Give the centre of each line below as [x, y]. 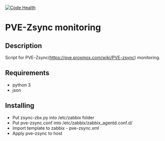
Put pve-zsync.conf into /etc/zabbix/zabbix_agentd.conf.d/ [72, 123]
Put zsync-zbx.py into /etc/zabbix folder [53, 117]
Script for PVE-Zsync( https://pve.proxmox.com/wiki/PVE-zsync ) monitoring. [83, 57]
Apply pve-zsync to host [37, 133]
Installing [20, 106]
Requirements [27, 73]
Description [23, 46]
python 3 [21, 85]
